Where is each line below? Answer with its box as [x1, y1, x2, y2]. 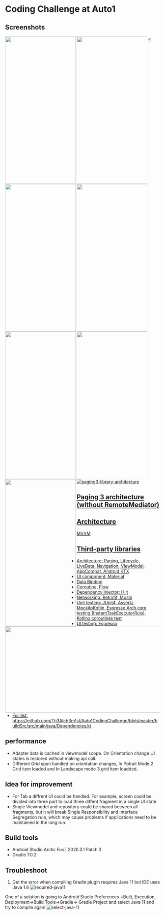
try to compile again [5, 904, 46, 911]
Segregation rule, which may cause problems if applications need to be [12, 814, 157, 820]
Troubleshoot [5, 866, 48, 874]
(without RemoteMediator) [77, 501, 160, 509]
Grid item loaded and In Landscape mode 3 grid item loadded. [12, 766, 138, 772]
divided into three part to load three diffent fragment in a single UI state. [12, 798, 158, 804]
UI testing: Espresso [77, 621, 117, 627]
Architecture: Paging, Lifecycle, [77, 558, 140, 564]
